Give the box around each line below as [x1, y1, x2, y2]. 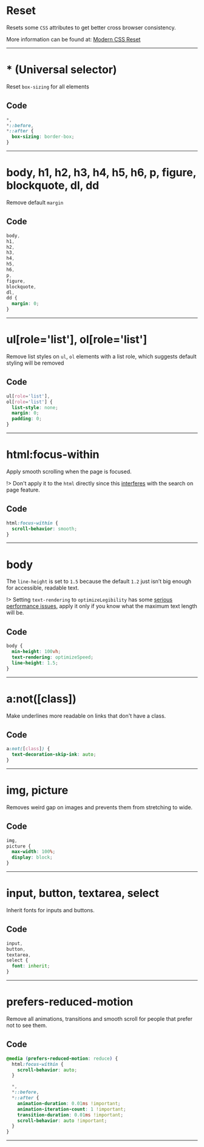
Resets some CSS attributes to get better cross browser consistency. [6, 24, 176, 31]
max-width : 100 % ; [12, 849, 56, 855]
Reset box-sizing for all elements [6, 83, 89, 90]
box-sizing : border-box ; [12, 134, 75, 140]
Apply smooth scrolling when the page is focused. [6, 468, 132, 475]
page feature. [6, 486, 41, 493]
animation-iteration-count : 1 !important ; [17, 1106, 126, 1112]
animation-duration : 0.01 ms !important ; [17, 1100, 121, 1107]
